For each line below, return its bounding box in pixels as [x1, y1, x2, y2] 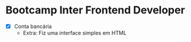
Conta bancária [14, 23, 52, 30]
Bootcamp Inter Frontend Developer [5, 3, 186, 17]
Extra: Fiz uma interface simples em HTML [22, 30, 127, 36]
